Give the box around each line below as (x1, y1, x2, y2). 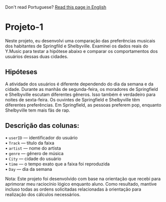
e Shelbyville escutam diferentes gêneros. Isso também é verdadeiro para (5, 91, 156, 97)
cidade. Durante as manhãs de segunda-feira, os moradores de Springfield (5, 86, 159, 92)
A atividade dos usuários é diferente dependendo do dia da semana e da (5, 81, 154, 87)
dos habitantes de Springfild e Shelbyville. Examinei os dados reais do (5, 43, 149, 49)
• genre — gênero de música (5, 150, 64, 156)
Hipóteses (5, 68, 38, 76)
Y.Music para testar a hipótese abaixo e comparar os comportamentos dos (5, 48, 158, 54)
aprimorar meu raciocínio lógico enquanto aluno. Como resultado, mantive (5, 181, 157, 187)
